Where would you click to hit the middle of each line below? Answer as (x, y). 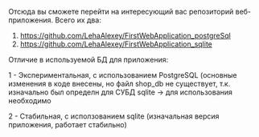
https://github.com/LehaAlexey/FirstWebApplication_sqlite (116, 44)
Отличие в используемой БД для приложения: (88, 60)
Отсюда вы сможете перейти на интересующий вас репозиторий (121, 12)
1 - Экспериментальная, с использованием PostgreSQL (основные (123, 75)
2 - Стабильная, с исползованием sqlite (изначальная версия (114, 116)
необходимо (30, 101)
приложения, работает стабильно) (68, 125)
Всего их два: (78, 20)
